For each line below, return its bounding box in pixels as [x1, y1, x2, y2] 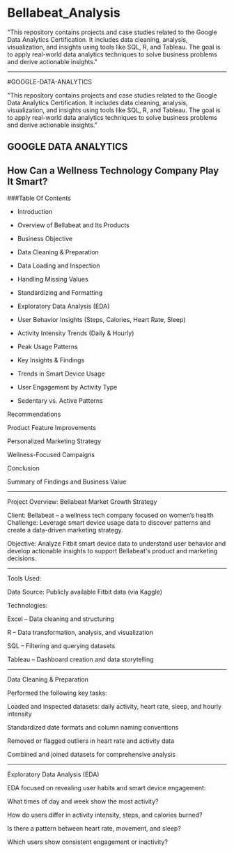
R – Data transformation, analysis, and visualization [7, 629, 153, 637]
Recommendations [7, 410, 61, 419]
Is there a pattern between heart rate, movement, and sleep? [7, 824, 181, 833]
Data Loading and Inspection [17, 261, 100, 270]
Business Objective [17, 235, 73, 243]
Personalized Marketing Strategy [7, 437, 102, 445]
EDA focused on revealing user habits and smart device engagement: [7, 784, 206, 792]
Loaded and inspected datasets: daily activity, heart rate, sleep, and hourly [7, 702, 221, 711]
